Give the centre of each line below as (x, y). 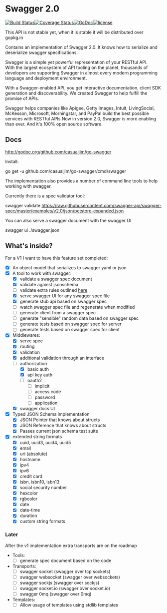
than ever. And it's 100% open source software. (54, 124)
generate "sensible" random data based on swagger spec (79, 318)
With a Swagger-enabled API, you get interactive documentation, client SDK (83, 87)
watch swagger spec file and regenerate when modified (77, 307)
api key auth (40, 375)
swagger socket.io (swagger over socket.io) (65, 588)
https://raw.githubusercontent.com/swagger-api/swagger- (102, 205)
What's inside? (29, 246)
